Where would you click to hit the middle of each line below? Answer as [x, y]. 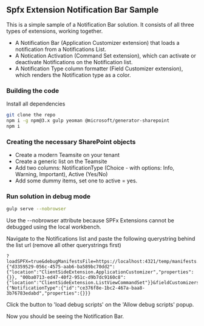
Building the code [33, 90]
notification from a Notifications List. [60, 49]
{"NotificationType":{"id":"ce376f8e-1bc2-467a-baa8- [76, 288]
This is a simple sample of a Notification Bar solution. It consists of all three [100, 24]
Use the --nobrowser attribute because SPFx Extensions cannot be [90, 221]
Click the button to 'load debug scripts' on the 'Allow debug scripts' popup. [100, 305]
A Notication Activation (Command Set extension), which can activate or [105, 55]
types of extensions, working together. [55, 31]
